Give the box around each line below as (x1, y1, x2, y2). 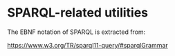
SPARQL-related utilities (7, 5, 149, 21)
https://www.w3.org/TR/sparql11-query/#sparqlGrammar (7, 41, 168, 49)
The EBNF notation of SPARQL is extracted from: (7, 28, 146, 36)
